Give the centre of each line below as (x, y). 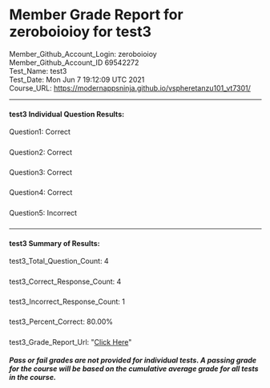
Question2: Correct (41, 152)
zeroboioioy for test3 (80, 32)
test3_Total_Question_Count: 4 (59, 261)
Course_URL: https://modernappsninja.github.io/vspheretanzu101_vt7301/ (130, 88)
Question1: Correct (40, 132)
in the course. (33, 378)
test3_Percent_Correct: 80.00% (61, 321)
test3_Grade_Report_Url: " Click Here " (71, 342)
